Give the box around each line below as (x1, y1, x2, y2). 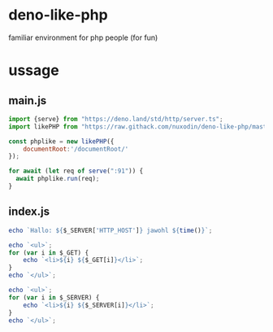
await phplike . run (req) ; (15, 175, 100, 183)
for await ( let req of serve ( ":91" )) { (8, 167, 144, 176)
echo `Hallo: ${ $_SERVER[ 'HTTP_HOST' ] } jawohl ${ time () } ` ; (8, 226, 213, 234)
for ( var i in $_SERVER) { (8, 293, 100, 302)
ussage (8, 61, 59, 80)
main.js (8, 94, 47, 107)
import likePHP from (8, 122, 79, 131)
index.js (8, 205, 50, 219)
